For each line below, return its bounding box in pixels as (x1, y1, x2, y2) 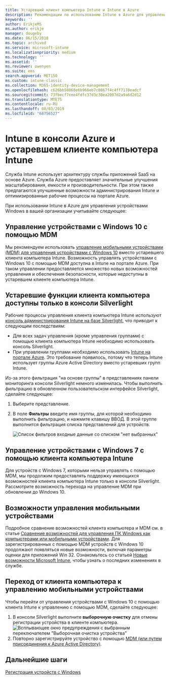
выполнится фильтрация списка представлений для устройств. (12, 422, 150, 428)
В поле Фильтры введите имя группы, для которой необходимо (12, 411, 152, 417)
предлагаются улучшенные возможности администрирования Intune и (5, 187, 159, 193)
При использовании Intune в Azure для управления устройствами (5, 202, 148, 208)
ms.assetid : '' (5, 59, 37, 64)
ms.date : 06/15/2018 (5, 36, 49, 41)
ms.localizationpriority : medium (5, 50, 76, 55)
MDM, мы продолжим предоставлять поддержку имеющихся (5, 473, 139, 479)
